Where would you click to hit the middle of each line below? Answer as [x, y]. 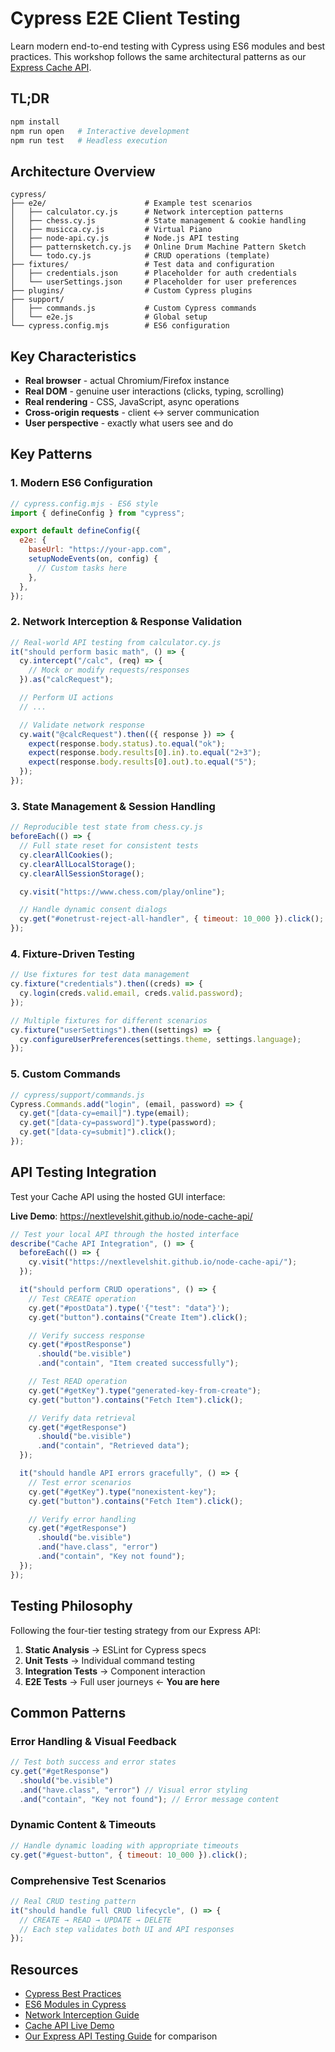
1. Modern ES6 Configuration [81, 483]
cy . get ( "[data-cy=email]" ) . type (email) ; [104, 1113]
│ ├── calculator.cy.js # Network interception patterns [147, 212]
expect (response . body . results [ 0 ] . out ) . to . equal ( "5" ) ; [142, 762]
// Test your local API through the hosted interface [125, 1234]
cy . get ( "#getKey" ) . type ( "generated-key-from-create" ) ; [145, 1390]
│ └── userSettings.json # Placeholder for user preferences [154, 282]
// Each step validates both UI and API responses [127, 1929]
